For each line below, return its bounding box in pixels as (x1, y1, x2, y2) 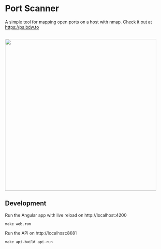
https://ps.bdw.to (5, 24, 39, 30)
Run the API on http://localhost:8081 (5, 230, 77, 236)
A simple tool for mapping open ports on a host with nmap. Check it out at (5, 19, 152, 25)
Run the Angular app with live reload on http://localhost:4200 (5, 212, 127, 218)
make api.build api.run (5, 239, 53, 244)
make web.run (5, 221, 31, 226)
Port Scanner (5, 3, 59, 14)
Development (5, 199, 47, 208)
